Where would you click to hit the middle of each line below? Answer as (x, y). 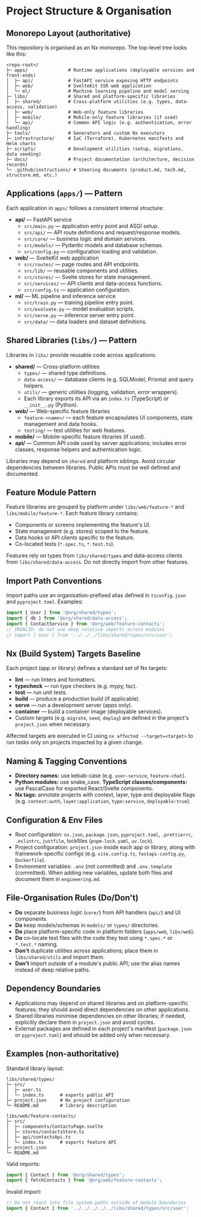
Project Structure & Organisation (89, 11)
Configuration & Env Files (55, 820)
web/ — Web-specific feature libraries (62, 411)
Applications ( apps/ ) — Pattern (64, 193)
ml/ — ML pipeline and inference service (65, 296)
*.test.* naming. (36, 944)
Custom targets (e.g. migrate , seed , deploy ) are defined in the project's (102, 718)
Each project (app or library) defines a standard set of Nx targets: (87, 668)
